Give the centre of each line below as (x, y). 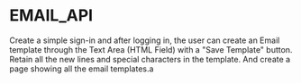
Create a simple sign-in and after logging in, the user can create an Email (145, 40)
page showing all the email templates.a (82, 69)
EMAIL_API (51, 16)
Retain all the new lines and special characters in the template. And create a (150, 59)
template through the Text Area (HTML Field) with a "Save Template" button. (151, 49)
